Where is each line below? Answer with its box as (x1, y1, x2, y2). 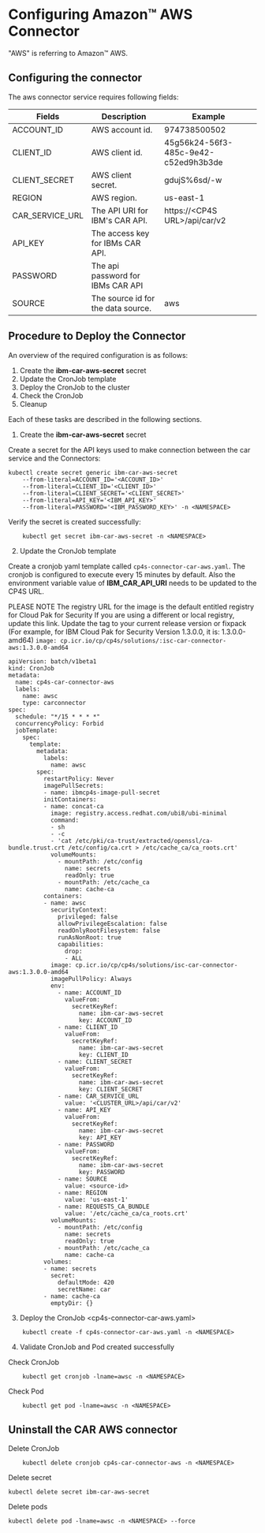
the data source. (91, 302, 152, 313)
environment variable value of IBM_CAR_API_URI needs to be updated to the (8, 578, 257, 587)
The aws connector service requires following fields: (8, 92, 179, 102)
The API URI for (91, 205, 148, 216)
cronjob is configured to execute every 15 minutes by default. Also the (8, 569, 236, 579)
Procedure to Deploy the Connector (8, 330, 186, 343)
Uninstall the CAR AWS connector (8, 1423, 177, 1436)
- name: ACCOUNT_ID (58, 988, 122, 997)
